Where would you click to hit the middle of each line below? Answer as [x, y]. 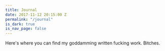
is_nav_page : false [26, 29]
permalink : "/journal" [29, 19]
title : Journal [21, 10]
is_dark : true [20, 24]
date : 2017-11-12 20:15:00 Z [36, 15]
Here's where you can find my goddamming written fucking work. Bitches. [83, 43]
